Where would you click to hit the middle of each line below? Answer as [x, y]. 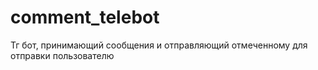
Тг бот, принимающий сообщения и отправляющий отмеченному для [159, 45]
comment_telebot [85, 17]
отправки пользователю [62, 55]
